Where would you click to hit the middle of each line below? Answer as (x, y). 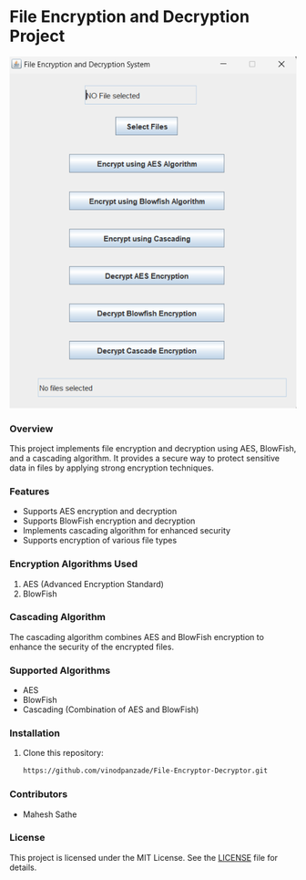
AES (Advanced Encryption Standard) (93, 584)
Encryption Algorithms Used (74, 564)
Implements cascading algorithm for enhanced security (126, 531)
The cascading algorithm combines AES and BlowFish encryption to (137, 637)
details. (23, 867)
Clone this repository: (63, 753)
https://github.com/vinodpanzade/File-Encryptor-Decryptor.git (145, 771)
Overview (31, 429)
